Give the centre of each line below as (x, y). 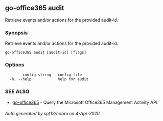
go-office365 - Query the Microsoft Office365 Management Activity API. (85, 102)
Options (15, 65)
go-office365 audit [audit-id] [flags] (46, 53)
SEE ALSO (17, 91)
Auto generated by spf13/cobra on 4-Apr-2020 (52, 114)
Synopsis (16, 32)
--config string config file (50, 75)
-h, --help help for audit (49, 79)
